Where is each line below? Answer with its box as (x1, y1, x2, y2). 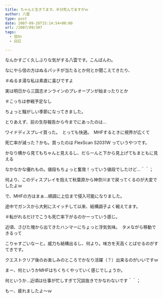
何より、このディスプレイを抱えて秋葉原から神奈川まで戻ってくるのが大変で (5, 176, 158, 182)
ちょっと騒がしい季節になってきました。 (5, 108, 86, 114)
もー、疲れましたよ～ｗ (5, 288, 52, 294)
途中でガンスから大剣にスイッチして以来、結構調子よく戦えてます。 (5, 203, 141, 209)
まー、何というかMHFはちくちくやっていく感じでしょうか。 (5, 267, 126, 273)
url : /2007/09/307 (5, 25, 42, 30)
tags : (5, 30, 16, 35)
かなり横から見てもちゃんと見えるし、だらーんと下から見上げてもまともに (5, 150, 154, 156)
